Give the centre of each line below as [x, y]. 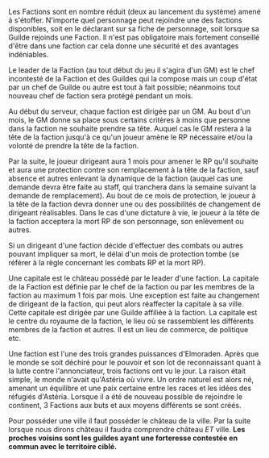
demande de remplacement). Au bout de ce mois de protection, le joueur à [132, 196]
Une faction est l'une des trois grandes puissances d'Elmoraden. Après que [134, 354]
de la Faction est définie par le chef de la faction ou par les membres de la [132, 287]
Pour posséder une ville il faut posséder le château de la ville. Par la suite [130, 421]
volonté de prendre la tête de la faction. [74, 146]
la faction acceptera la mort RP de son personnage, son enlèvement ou [126, 221]
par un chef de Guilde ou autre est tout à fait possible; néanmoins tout [124, 87]
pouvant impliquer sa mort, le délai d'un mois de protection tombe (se [124, 254]
